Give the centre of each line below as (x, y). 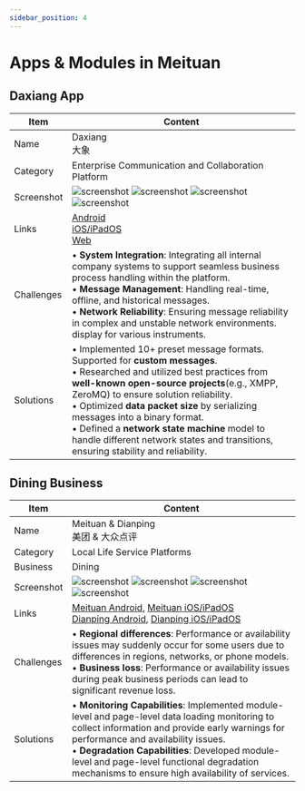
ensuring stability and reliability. (139, 451)
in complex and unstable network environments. (174, 323)
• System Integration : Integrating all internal (167, 255)
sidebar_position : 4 (49, 18)
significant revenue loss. (124, 690)
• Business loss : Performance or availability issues (181, 668)
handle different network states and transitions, (173, 439)
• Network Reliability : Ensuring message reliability (180, 311)
